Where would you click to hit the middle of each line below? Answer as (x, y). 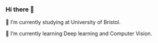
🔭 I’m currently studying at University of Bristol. (63, 22)
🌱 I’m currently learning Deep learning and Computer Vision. (79, 34)
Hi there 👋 (20, 9)
